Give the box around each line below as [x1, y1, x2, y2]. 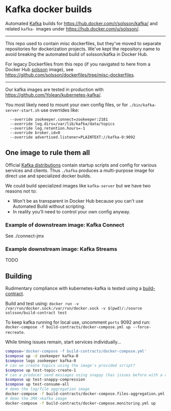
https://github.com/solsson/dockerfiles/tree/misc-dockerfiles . [5, 72, 135, 78]
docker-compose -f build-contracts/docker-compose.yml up [5, 325, 131, 330]
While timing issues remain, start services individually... [5, 339, 121, 345]
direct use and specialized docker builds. [5, 173, 92, 179]
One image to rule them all [5, 148, 90, 157]
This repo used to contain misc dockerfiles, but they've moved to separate [5, 40, 161, 46]
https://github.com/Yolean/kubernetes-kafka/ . [5, 91, 102, 98]
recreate [5, 330, 24, 335]
